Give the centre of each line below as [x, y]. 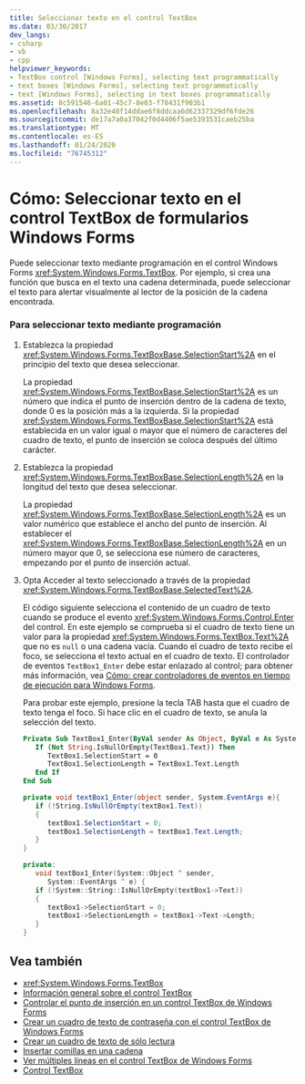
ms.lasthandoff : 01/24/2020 [63, 145]
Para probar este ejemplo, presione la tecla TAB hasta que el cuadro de [156, 702]
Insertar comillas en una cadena [83, 1050]
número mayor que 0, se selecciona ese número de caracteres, [142, 552]
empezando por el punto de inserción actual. [107, 563]
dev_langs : [30, 35]
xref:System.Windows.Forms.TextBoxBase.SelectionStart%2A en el [149, 354]
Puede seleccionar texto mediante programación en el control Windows [144, 263]
